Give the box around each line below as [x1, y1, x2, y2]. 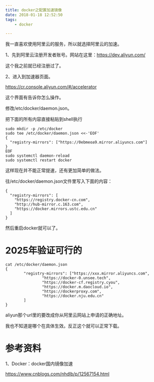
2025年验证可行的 [5, 245, 82, 257]
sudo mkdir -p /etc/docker [5, 126, 63, 132]
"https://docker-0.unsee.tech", [41, 275, 111, 281]
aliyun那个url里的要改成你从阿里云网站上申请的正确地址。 [5, 312, 127, 318]
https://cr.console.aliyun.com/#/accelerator [5, 84, 97, 90]
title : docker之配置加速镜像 [5, 7, 62, 13]
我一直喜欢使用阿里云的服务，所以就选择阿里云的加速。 [5, 41, 122, 47]
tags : [5, 17, 17, 22]
